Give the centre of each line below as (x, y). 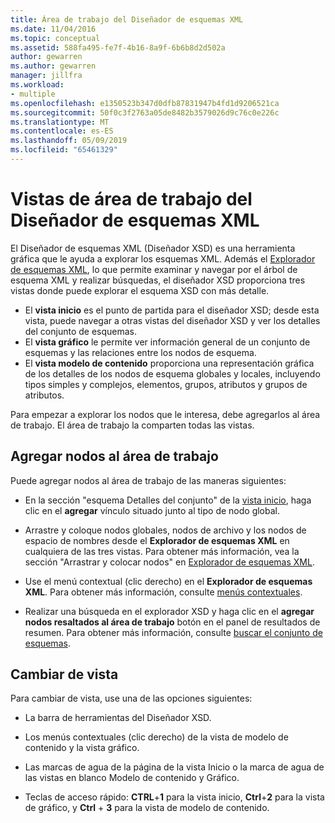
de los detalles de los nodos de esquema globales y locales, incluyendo (172, 373)
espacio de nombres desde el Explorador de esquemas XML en (157, 540)
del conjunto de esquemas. (81, 331)
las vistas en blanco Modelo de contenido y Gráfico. (132, 778)
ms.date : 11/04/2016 (53, 29)
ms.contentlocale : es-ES (62, 131)
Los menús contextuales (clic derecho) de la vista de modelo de (156, 737)
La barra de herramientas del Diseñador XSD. (118, 718)
